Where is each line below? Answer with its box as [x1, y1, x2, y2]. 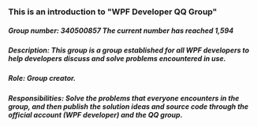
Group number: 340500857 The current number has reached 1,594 [8, 26, 234, 35]
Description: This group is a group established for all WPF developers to [8, 45, 250, 55]
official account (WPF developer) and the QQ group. [8, 110, 183, 119]
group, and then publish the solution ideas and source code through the [8, 101, 249, 111]
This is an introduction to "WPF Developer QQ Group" [8, 6, 218, 17]
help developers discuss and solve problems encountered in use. [8, 53, 226, 63]
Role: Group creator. [8, 74, 76, 83]
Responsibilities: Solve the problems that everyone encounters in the [8, 93, 240, 103]
